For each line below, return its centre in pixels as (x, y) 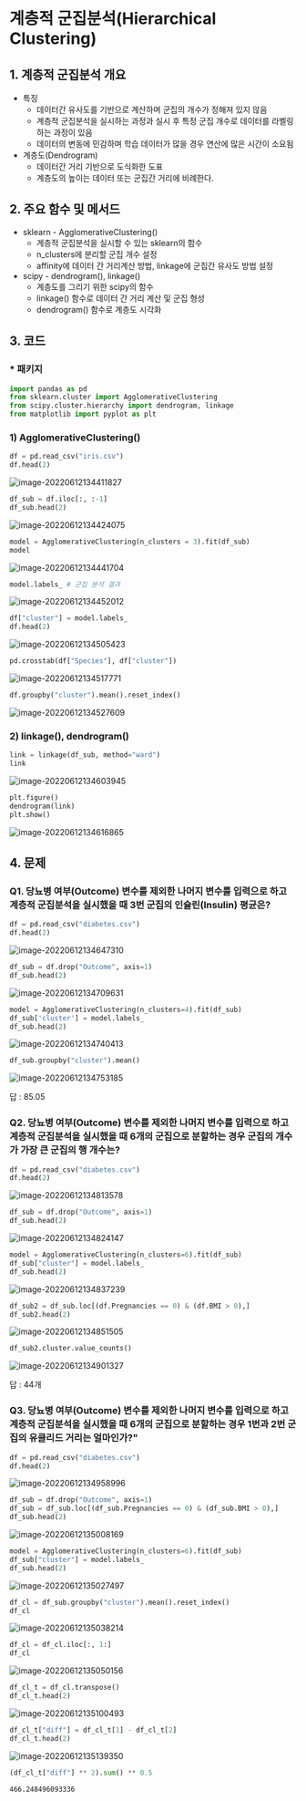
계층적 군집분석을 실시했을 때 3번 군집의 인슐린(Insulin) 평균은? (140, 905)
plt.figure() (34, 797)
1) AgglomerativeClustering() (75, 437)
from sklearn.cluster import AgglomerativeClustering (114, 398)
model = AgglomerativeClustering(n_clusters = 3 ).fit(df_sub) (130, 542)
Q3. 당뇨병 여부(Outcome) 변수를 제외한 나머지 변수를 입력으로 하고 (149, 1411)
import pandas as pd (49, 388)
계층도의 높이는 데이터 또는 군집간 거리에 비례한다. (125, 178)
